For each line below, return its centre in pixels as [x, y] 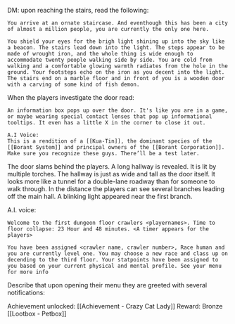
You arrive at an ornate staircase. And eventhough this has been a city [118, 23]
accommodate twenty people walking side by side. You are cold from [110, 60]
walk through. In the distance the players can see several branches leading [116, 189]
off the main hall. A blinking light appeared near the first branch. [100, 196]
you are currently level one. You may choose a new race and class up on [118, 254]
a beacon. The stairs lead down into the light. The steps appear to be [116, 48]
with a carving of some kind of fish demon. [74, 84]
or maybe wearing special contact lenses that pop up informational [110, 117]
